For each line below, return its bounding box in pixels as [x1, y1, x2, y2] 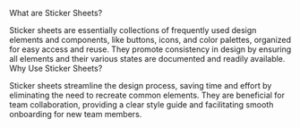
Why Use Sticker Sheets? [9, 63, 103, 73]
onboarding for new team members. [9, 109, 142, 119]
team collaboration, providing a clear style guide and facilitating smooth [9, 99, 274, 110]
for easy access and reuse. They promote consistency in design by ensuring [9, 44, 292, 55]
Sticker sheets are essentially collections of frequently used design [9, 25, 257, 35]
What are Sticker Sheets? [9, 8, 103, 18]
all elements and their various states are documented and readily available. [9, 54, 286, 64]
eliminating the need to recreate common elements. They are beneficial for [9, 90, 285, 100]
